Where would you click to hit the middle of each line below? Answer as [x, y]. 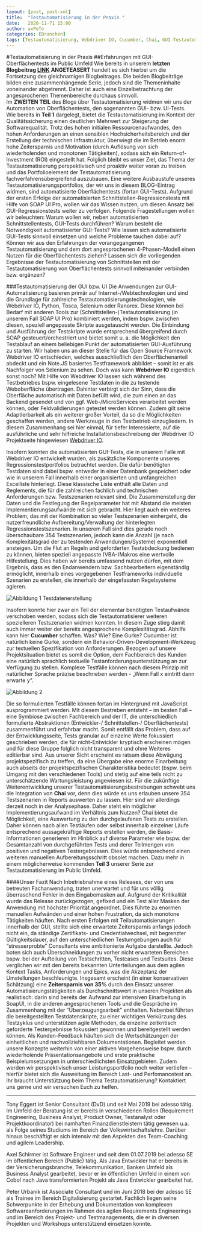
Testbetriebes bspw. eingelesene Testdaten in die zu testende [83, 383]
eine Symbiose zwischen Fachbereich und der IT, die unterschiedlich [92, 716]
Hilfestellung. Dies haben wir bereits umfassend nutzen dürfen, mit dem [95, 561]
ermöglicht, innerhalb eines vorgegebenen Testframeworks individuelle [94, 574]
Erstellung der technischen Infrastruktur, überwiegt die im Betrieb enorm [96, 140]
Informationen [23, 838]
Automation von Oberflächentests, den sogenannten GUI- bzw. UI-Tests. [96, 108]
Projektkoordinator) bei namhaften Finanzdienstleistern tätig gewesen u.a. [98, 1123]
